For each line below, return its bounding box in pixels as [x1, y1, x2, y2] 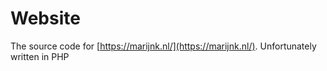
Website [10, 7, 81, 30]
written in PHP [10, 50, 70, 62]
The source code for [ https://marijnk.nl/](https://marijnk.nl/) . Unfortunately [10, 40, 317, 52]
